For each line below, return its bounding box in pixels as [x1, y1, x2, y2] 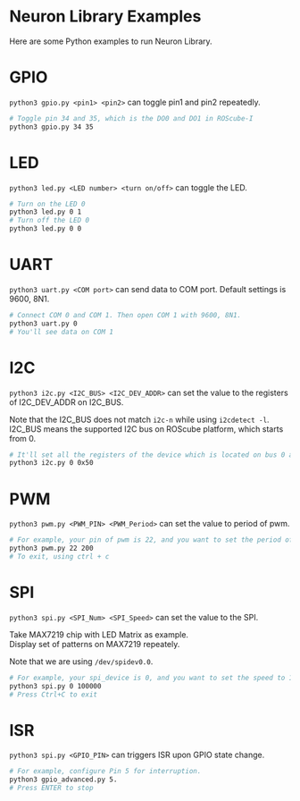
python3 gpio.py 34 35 [9, 122, 94, 131]
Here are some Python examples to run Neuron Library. [9, 36, 212, 46]
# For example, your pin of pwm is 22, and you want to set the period [9, 535, 281, 544]
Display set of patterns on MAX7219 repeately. [9, 638, 180, 649]
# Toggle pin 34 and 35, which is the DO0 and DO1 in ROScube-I [9, 114, 254, 122]
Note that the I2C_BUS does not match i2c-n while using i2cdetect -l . [9, 414, 270, 425]
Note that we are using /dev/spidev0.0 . [9, 655, 154, 667]
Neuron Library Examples [9, 6, 202, 27]
